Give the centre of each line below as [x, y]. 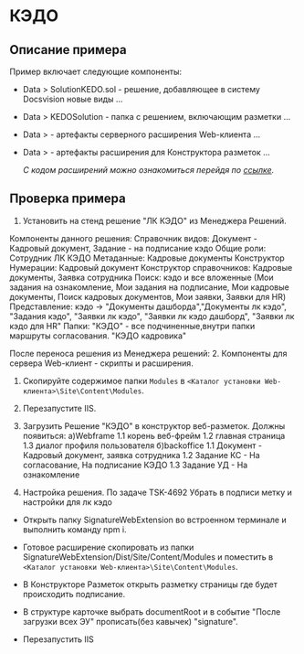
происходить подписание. [74, 594]
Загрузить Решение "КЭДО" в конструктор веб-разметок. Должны [154, 425]
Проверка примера [68, 199]
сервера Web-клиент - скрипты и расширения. [101, 363]
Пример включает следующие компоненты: [96, 71]
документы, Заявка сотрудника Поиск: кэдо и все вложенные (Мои [142, 277]
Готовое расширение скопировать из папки [108, 547]
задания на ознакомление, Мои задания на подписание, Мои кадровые [149, 287]
